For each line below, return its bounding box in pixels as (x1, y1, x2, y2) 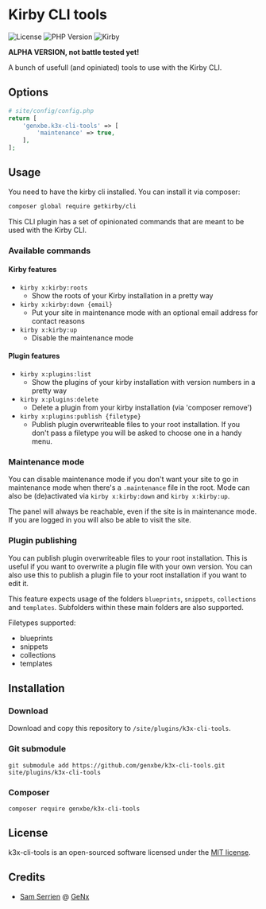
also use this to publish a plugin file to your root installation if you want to (8, 570, 248, 580)
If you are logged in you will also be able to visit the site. (8, 515, 192, 525)
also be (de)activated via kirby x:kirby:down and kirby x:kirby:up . (8, 491, 230, 501)
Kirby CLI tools (8, 6, 108, 24)
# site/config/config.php (8, 107, 94, 115)
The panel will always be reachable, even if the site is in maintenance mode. (8, 507, 257, 516)
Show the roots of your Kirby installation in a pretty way (31, 290, 214, 300)
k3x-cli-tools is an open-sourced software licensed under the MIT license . (8, 847, 252, 857)
